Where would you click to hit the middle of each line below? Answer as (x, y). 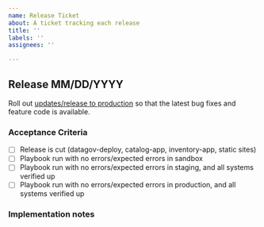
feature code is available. (49, 111)
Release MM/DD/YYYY (66, 84)
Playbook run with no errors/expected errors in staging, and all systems (136, 167)
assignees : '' (32, 45)
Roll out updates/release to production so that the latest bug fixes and (122, 103)
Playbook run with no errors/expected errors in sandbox (111, 159)
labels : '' (26, 38)
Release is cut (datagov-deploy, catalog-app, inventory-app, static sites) (138, 150)
